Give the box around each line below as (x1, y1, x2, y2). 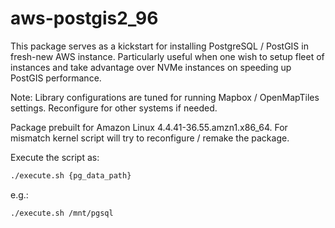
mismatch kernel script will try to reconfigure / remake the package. (10, 132, 290, 144)
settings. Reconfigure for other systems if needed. (10, 102, 218, 114)
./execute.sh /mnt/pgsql (10, 208, 114, 218)
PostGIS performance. (10, 72, 102, 84)
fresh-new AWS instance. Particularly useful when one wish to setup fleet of (10, 50, 325, 62)
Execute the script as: (10, 151, 100, 163)
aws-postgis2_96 (10, 7, 159, 30)
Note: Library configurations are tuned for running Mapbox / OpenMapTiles (10, 91, 320, 103)
